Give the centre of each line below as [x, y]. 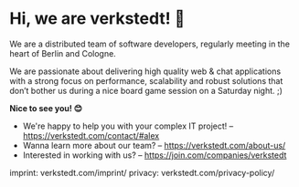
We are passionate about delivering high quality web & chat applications [145, 71]
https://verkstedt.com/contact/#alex [91, 135]
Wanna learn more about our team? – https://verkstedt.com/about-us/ [154, 145]
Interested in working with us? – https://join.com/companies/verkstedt [155, 155]
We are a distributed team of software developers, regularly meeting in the [150, 44]
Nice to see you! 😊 [46, 108]
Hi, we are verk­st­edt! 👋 [97, 19]
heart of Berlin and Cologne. [63, 53]
